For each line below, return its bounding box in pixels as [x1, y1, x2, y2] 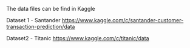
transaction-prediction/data [6, 23, 75, 30]
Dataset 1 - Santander [6, 17, 61, 23]
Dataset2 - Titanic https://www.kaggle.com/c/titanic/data [6, 35, 150, 41]
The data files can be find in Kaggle [6, 5, 95, 12]
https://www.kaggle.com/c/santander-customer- [61, 17, 184, 23]
